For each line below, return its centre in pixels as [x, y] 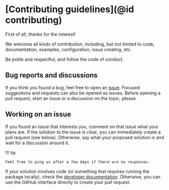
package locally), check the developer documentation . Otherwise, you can [83, 177]
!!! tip [11, 152]
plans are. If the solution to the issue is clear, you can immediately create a [83, 132]
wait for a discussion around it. [37, 143]
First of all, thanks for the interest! [40, 34]
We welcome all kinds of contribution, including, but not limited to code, [80, 44]
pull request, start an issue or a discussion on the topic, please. [71, 98]
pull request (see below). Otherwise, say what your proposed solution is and [85, 137]
